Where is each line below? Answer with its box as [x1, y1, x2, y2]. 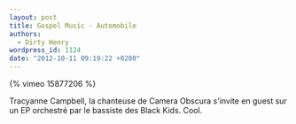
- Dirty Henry [17, 37, 69, 47]
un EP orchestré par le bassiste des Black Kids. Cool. [9, 105, 203, 115]
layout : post [9, 12, 58, 22]
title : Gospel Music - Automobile [9, 21, 137, 30]
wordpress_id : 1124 [9, 46, 82, 55]
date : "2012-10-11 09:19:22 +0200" [9, 54, 141, 63]
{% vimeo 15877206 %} [9, 79, 97, 89]
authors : [9, 29, 42, 38]
